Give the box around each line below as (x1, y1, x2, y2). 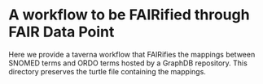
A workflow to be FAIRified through (8, 6, 250, 24)
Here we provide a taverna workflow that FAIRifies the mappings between (8, 49, 256, 59)
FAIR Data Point (8, 23, 115, 41)
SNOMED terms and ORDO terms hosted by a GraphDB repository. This (8, 58, 248, 68)
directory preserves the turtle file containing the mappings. (8, 66, 206, 76)
